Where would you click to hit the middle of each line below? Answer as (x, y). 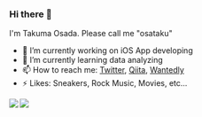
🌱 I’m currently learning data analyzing (92, 60)
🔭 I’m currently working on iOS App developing (107, 51)
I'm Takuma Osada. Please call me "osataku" (91, 34)
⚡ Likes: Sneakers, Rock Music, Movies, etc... (105, 83)
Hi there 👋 (31, 14)
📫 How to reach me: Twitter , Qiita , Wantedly (103, 70)
